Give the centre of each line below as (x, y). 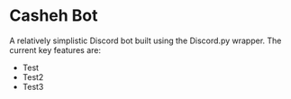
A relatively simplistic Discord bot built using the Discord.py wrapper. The (145, 40)
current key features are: (55, 49)
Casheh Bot (54, 16)
